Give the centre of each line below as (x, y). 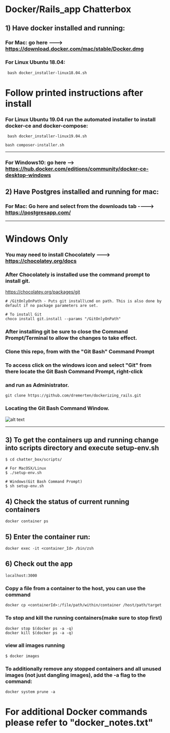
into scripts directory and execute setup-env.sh (82, 448)
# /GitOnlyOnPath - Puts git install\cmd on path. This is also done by (83, 301)
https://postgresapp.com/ (38, 212)
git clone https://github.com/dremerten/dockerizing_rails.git (73, 396)
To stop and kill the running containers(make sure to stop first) (84, 618)
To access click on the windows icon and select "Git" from (78, 365)
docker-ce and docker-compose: (47, 126)
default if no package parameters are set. (52, 306)
